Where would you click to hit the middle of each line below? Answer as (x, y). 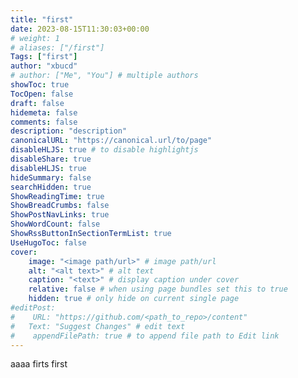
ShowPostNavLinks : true (60, 215)
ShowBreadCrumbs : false (60, 206)
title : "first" (42, 19)
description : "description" (69, 131)
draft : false (37, 103)
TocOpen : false (42, 94)
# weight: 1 (35, 38)
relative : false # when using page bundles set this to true (158, 289)
